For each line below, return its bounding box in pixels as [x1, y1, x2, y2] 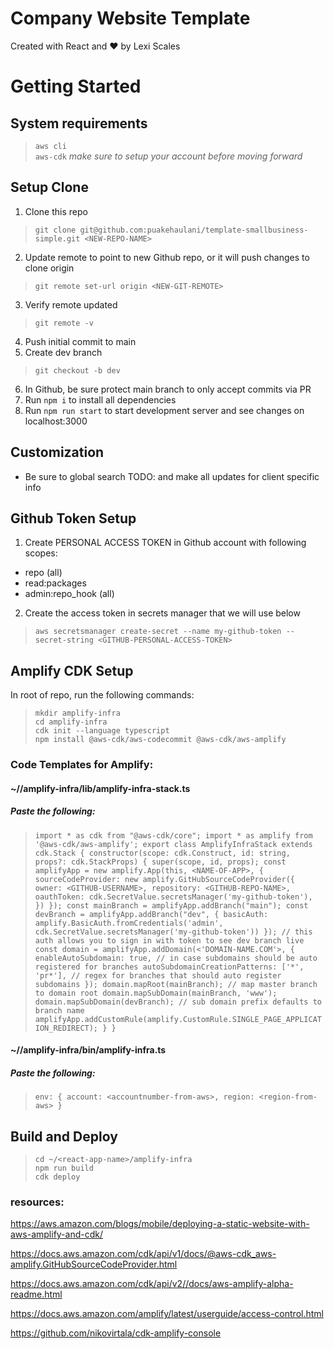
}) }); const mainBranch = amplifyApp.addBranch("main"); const [34, 900, 309, 911]
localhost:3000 [24, 415, 88, 427]
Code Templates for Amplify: [10, 758, 154, 772]
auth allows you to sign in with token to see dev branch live [34, 935, 305, 946]
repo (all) [24, 567, 63, 579]
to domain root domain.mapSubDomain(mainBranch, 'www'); [34, 988, 278, 998]
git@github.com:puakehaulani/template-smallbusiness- [79, 225, 309, 235]
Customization [10, 444, 105, 461]
